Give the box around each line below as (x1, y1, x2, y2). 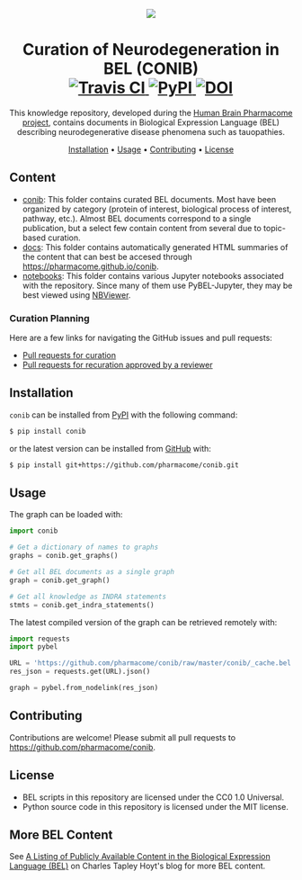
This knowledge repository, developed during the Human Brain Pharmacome (9, 107, 293, 118)
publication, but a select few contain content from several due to (22, 222, 262, 233)
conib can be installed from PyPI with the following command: (9, 409, 238, 420)
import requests (9, 634, 70, 643)
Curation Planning (9, 311, 90, 324)
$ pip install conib (9, 427, 87, 436)
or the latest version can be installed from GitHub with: (9, 443, 211, 453)
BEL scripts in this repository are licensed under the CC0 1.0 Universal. (22, 792, 285, 803)
